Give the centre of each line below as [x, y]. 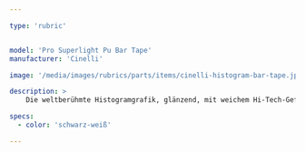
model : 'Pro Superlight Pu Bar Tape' [81, 50]
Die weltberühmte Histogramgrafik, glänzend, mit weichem [138, 100]
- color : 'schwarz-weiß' [64, 125]
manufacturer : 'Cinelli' [56, 59]
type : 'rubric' [38, 25]
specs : [22, 117]
